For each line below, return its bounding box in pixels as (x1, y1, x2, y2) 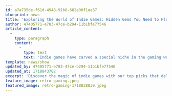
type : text (24, 50, 47, 55)
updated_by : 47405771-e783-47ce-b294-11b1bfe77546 (5, 64, 116, 69)
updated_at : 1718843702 (5, 69, 56, 74)
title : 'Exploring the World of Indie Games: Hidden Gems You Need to (5, 17, 159, 22)
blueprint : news (5, 12, 40, 17)
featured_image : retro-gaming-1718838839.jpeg (5, 83, 106, 88)
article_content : (5, 26, 42, 31)
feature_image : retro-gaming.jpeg (5, 78, 79, 83)
